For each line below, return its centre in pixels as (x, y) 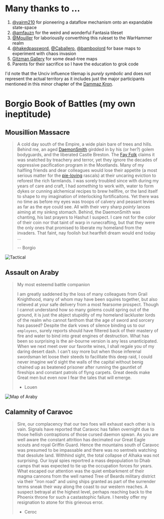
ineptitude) (28, 114)
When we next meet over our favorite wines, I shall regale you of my (86, 346)
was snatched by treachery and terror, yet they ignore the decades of (87, 160)
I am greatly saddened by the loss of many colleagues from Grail (82, 294)
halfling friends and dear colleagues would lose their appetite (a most (87, 170)
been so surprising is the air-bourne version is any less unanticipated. (87, 341)
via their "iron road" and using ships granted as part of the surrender (86, 481)
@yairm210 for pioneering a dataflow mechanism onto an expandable (82, 22)
